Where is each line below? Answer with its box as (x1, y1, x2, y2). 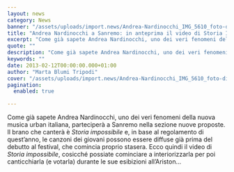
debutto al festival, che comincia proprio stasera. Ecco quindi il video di (7, 143, 212, 151)
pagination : (7, 81, 42, 88)
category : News (7, 17, 52, 24)
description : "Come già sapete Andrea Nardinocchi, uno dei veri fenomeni (7, 49, 229, 56)
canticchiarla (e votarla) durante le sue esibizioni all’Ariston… (7, 157, 182, 166)
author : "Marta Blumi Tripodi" (7, 68, 98, 75)
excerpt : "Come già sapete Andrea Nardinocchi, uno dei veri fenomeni (7, 36, 217, 43)
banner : (7, 23, 30, 30)
